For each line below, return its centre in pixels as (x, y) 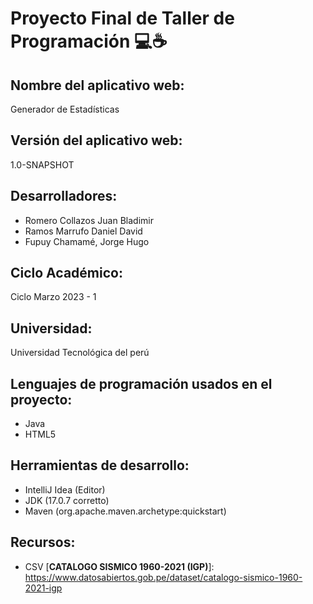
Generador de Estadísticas (65, 109)
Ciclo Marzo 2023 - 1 (53, 297)
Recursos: (43, 542)
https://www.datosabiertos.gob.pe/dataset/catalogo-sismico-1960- (163, 577)
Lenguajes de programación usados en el (141, 383)
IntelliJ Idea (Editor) (65, 489)
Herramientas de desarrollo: (100, 465)
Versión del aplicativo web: (96, 140)
